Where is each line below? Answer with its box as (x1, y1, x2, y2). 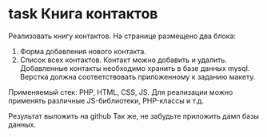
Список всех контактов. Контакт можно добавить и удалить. (19, 55, 228, 65)
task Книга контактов (8, 5, 158, 23)
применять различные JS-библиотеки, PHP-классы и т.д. (8, 96, 204, 105)
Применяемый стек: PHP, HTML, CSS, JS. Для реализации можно (8, 87, 233, 96)
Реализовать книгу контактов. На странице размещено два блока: (8, 31, 237, 41)
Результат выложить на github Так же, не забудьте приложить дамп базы (8, 111, 260, 120)
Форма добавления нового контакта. (19, 46, 146, 56)
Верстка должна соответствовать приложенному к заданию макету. (19, 72, 256, 81)
